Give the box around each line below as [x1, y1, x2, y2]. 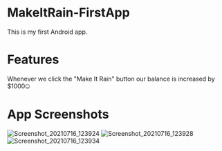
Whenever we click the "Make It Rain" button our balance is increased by [7, 74, 216, 83]
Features [7, 52, 59, 68]
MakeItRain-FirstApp [7, 5, 130, 21]
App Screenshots [7, 107, 109, 122]
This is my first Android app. [7, 28, 88, 36]
